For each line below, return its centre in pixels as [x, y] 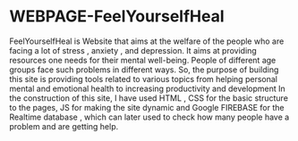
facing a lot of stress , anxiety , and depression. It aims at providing [133, 50]
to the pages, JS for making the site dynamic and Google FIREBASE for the [147, 107]
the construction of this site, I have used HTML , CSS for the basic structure [149, 98]
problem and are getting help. [64, 126]
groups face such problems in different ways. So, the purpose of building [144, 70]
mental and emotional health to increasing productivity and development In [148, 88]
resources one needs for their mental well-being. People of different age [143, 60]
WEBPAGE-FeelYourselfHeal [117, 17]
